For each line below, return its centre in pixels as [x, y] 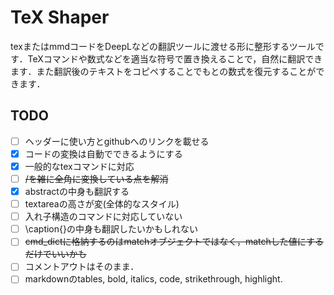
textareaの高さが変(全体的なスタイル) [102, 204]
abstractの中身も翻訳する [77, 191]
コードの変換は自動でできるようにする [103, 153]
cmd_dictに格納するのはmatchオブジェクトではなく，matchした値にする [174, 242]
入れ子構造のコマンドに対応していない [103, 217]
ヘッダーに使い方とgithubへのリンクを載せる [117, 141]
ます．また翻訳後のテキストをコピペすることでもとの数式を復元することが [163, 71]
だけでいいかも [55, 254]
